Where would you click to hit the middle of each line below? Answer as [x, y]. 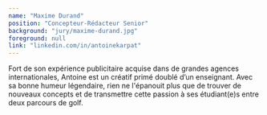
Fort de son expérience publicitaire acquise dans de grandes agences [123, 68]
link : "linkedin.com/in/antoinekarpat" [75, 46]
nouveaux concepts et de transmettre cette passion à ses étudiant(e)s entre [133, 94]
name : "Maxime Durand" [46, 16]
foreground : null [37, 38]
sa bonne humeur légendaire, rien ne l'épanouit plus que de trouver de [125, 86]
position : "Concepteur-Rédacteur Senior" [79, 23]
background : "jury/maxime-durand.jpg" [73, 31]
